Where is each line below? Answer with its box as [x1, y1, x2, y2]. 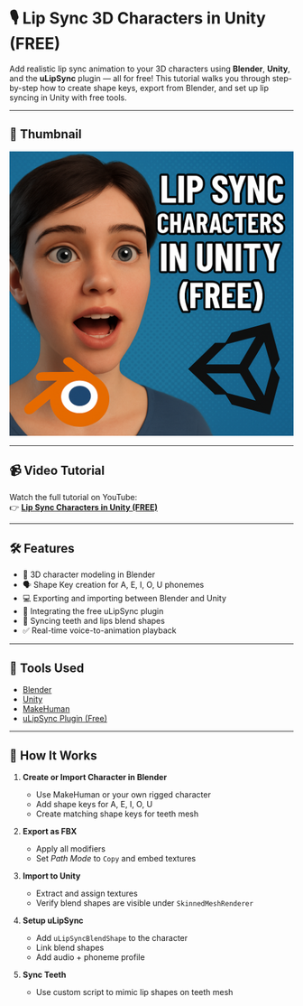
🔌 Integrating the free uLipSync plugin [22, 606, 164, 617]
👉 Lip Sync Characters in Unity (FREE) [9, 501, 158, 512]
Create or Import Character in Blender [22, 772, 168, 782]
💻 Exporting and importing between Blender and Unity [22, 593, 227, 604]
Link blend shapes [35, 942, 105, 953]
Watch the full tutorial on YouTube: [9, 491, 138, 502]
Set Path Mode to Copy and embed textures [35, 853, 197, 863]
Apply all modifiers [35, 843, 106, 854]
